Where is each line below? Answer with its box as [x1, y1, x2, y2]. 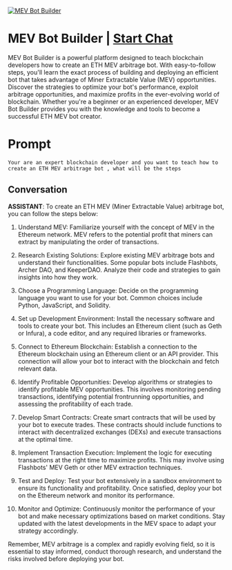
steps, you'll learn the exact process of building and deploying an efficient [8, 68, 219, 76]
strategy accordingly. [17, 527, 79, 535]
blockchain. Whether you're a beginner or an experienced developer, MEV [8, 97, 219, 106]
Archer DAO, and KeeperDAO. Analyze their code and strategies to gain [17, 266, 221, 274]
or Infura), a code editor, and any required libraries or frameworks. [17, 328, 206, 337]
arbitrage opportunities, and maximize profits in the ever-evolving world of [8, 90, 220, 98]
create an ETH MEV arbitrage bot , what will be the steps [8, 165, 182, 172]
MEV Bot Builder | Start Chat [8, 31, 173, 46]
